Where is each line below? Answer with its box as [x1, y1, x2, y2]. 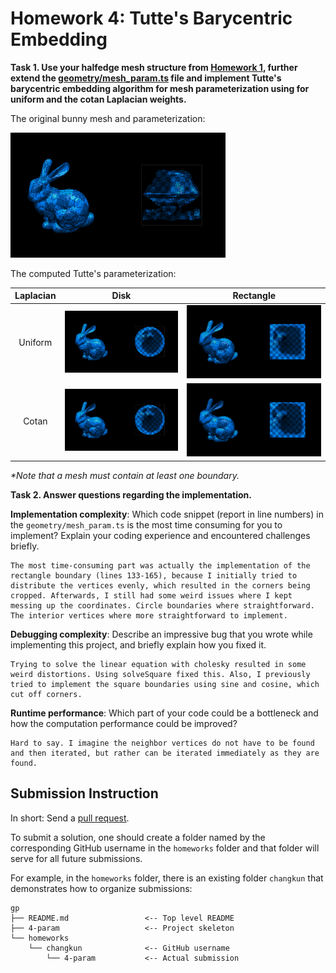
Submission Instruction [10, 785, 159, 802]
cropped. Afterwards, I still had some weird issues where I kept [10, 590, 293, 601]
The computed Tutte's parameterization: [10, 267, 177, 279]
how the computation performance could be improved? [10, 717, 238, 729]
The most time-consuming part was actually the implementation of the [10, 560, 311, 571]
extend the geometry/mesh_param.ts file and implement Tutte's [10, 72, 282, 84]
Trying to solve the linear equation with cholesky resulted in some [10, 659, 307, 669]
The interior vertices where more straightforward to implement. [10, 610, 288, 621]
